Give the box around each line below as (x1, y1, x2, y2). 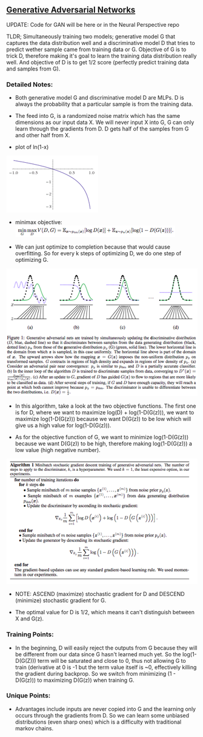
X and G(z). (15, 615, 44, 622)
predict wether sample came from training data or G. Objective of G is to (6, 46, 187, 53)
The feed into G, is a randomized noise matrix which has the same (15, 112, 181, 120)
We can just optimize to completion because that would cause (15, 243, 171, 251)
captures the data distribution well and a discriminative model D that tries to (6, 39, 195, 46)
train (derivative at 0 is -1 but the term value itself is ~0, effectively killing (15, 663, 197, 671)
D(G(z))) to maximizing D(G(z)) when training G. (15, 676, 135, 684)
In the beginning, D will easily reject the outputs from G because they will (15, 644, 198, 651)
